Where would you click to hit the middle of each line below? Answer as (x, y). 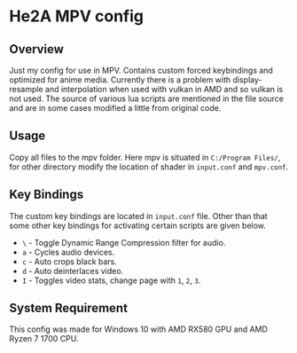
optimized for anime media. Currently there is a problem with (120, 80)
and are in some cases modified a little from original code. (115, 108)
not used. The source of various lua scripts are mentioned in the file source (147, 98)
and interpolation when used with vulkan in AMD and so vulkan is (164, 89)
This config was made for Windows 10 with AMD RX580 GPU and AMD (139, 329)
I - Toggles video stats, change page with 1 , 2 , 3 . (111, 280)
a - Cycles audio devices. (68, 252)
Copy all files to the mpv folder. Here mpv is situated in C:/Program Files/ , (145, 157)
